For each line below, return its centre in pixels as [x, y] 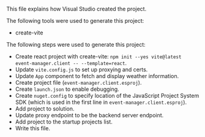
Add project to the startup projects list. [64, 122]
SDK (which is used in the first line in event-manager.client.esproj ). [101, 102]
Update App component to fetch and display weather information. [97, 76]
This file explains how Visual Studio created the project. [76, 9]
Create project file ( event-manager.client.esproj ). [78, 83]
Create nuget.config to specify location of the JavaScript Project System [107, 96]
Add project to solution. [45, 109]
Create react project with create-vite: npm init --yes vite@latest [98, 57]
